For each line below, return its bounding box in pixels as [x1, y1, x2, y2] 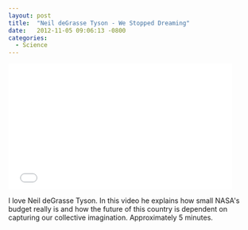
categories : [8, 33, 48, 42]
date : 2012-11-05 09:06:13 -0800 [8, 26, 126, 34]
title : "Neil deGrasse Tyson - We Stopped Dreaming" [8, 19, 191, 27]
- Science [15, 41, 48, 49]
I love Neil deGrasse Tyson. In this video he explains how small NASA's [8, 196, 240, 205]
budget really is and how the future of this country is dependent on [8, 205, 228, 214]
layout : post [8, 11, 52, 20]
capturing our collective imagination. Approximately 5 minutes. [8, 212, 213, 223]
